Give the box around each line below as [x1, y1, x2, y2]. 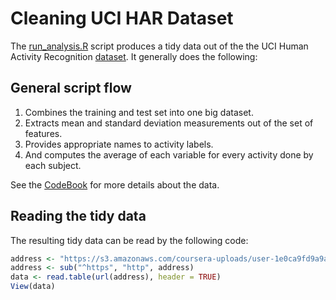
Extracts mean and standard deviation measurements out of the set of [24, 117, 314, 129]
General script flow [10, 80, 132, 97]
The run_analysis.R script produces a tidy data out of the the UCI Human [10, 40, 309, 52]
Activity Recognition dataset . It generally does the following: [10, 50, 258, 62]
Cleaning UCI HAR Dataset [10, 7, 234, 30]
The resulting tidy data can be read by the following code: [10, 234, 249, 246]
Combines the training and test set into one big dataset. [24, 106, 254, 118]
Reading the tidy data [10, 208, 147, 225]
